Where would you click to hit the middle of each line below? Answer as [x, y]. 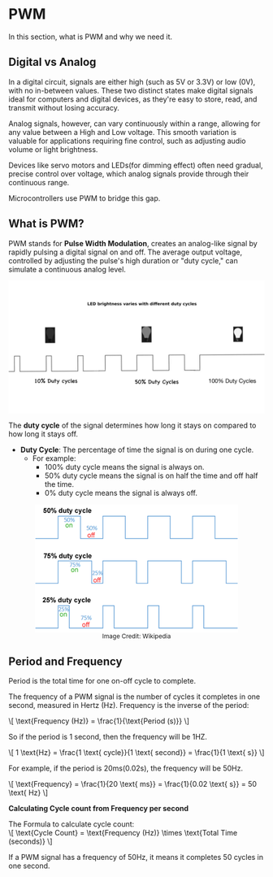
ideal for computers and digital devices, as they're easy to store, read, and [133, 99]
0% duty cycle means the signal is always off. [121, 493]
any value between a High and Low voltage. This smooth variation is [123, 132]
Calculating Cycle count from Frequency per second [99, 809]
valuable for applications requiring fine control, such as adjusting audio [127, 141]
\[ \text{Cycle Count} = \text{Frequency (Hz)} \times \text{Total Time [123, 833]
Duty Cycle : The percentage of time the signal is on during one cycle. [137, 450]
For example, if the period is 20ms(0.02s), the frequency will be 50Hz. [126, 768]
